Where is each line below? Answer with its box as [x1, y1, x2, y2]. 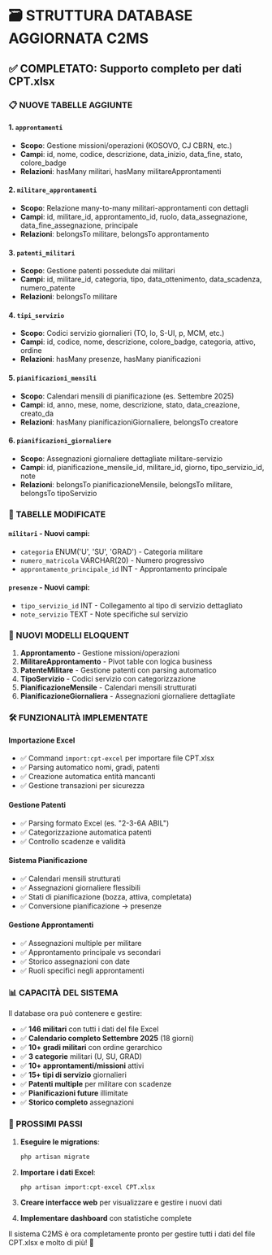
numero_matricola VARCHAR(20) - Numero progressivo [19, 555, 205, 565]
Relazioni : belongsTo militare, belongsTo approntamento [19, 229, 209, 238]
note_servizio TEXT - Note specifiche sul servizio [19, 609, 188, 619]
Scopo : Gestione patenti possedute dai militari [19, 266, 176, 276]
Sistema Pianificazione [8, 856, 88, 865]
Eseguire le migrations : [19, 1136, 100, 1147]
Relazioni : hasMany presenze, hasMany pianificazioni [19, 355, 201, 364]
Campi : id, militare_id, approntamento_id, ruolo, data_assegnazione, [19, 211, 248, 221]
